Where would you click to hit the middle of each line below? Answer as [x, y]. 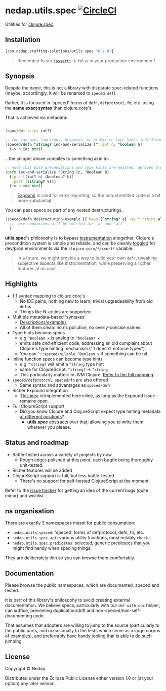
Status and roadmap [37, 443]
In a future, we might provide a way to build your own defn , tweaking [87, 258]
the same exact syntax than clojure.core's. [49, 108]
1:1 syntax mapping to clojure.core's [49, 296]
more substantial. [35, 201]
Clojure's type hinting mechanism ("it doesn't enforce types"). [83, 348]
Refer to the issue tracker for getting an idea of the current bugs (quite [77, 490]
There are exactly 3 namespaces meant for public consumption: [70, 523]
